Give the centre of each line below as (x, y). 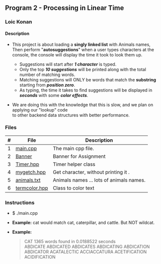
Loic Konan (19, 22)
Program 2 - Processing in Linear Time (65, 8)
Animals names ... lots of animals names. (99, 180)
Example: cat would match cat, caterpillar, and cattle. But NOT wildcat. (83, 223)
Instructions (20, 203)
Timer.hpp (27, 164)
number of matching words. (47, 75)
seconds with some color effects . (54, 95)
